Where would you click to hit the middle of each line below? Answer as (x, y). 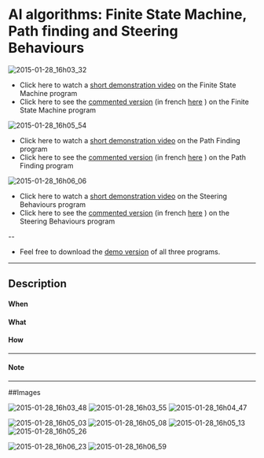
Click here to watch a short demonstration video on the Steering (123, 196)
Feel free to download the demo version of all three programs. (120, 251)
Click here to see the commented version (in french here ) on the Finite (134, 102)
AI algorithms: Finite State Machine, (128, 15)
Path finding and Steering (93, 31)
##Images (24, 392)
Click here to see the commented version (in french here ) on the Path (132, 157)
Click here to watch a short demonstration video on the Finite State (128, 85)
